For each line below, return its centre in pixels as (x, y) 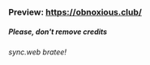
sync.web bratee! (38, 52)
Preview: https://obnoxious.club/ (75, 12)
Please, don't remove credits (58, 32)
